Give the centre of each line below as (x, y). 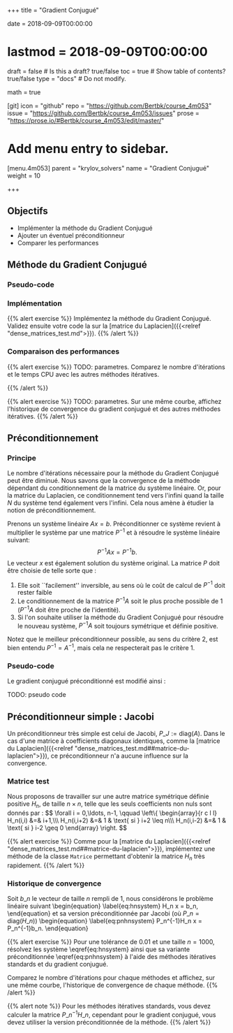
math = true (24, 92)
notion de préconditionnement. (52, 510)
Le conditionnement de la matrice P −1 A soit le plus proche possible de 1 (120, 600)
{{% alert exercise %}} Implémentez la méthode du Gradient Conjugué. (109, 319)
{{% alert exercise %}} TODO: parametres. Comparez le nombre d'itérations (116, 367)
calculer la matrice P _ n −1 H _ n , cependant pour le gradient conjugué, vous (112, 1014)
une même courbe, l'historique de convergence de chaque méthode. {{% (113, 985)
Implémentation (35, 303)
